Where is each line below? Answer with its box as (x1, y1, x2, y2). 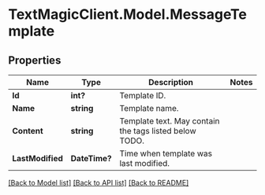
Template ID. (119, 90, 166, 101)
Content (12, 126, 43, 136)
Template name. (119, 103, 179, 113)
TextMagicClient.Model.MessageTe (8, 6, 247, 24)
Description (148, 77, 193, 87)
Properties (8, 53, 62, 67)
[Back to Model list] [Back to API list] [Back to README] (8, 178, 189, 187)
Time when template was (119, 148, 213, 159)
